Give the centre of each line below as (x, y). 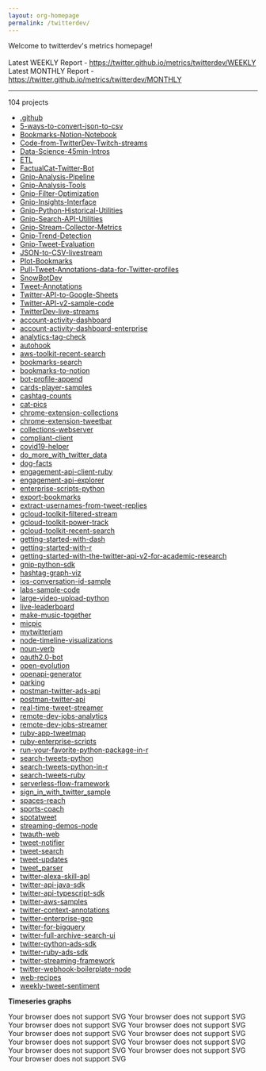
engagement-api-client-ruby (66, 471)
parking (32, 682)
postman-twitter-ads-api (60, 690)
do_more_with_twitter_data (63, 455)
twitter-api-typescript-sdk (62, 892)
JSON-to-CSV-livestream (61, 252)
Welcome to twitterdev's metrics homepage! (80, 45)
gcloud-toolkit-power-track (64, 522)
